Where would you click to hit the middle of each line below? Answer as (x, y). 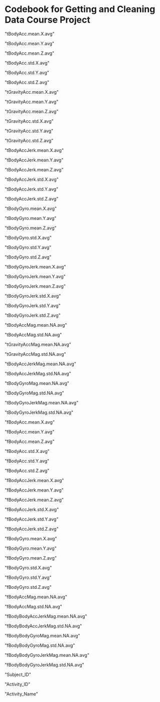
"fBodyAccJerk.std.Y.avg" (32, 519)
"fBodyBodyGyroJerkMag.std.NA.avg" (45, 664)
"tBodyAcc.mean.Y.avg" (30, 43)
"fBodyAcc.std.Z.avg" (27, 471)
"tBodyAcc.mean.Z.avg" (30, 53)
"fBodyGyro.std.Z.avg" (28, 587)
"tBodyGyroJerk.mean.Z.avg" (35, 286)
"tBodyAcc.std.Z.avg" (27, 82)
